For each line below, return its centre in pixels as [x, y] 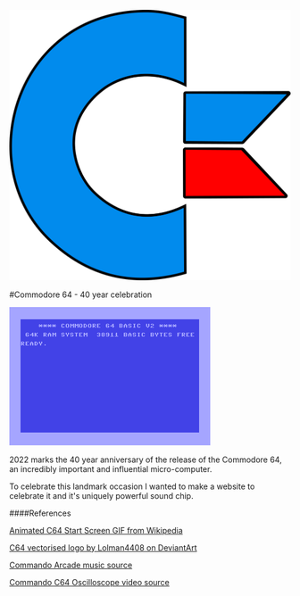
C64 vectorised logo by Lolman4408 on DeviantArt [104, 547]
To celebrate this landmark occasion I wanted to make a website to [132, 486]
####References [40, 513]
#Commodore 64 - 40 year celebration [81, 294]
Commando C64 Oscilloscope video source [89, 582]
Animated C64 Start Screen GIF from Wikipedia [96, 530]
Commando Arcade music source [71, 565]
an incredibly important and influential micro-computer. [111, 468]
